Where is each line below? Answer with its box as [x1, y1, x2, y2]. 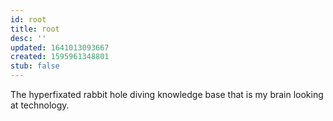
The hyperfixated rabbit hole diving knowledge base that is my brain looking [10, 89, 324, 100]
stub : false [10, 61, 60, 71]
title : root [10, 24, 60, 34]
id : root [10, 14, 47, 25]
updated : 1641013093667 [10, 42, 110, 53]
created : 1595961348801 [10, 52, 110, 62]
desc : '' [10, 33, 47, 43]
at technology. [10, 99, 70, 111]
